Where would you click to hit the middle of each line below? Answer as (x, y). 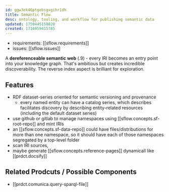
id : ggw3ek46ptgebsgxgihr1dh (36, 10)
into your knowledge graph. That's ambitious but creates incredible (75, 64)
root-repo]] (24, 124)
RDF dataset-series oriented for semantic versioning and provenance (84, 97)
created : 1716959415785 (30, 29)
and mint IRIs (50, 124)
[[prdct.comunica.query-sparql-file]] (50, 184)
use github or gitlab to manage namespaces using (65, 118)
